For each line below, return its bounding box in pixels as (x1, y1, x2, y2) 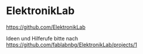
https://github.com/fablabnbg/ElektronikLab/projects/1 (6, 41, 138, 48)
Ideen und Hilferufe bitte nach (6, 35, 78, 42)
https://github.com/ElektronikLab (6, 23, 86, 31)
